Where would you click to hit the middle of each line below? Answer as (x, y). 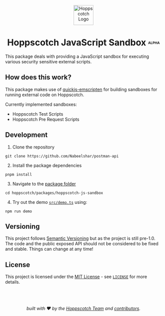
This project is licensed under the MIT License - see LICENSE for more (76, 277)
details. (13, 282)
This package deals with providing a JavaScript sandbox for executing (77, 56)
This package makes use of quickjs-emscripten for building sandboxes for (81, 89)
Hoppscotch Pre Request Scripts (46, 119)
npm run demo (19, 211)
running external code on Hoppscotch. (45, 95)
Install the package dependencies (47, 165)
